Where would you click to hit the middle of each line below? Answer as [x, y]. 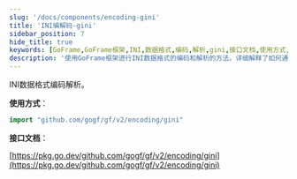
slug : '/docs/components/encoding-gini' [85, 17]
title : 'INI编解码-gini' [53, 26]
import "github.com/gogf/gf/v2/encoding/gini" [96, 120]
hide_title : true [41, 42]
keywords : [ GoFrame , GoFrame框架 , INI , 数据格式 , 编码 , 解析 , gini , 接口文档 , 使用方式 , [149, 50]
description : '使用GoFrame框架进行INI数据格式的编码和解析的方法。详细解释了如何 [145, 58]
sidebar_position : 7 [47, 34]
